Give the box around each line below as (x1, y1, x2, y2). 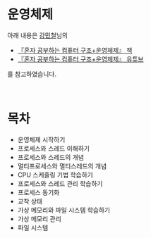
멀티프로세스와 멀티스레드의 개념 (17, 161, 107, 170)
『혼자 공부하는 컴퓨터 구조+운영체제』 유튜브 (17, 54, 144, 63)
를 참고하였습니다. (7, 70, 57, 78)
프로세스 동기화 (17, 188, 60, 196)
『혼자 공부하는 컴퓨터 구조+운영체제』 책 (17, 46, 133, 54)
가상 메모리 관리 (17, 214, 61, 223)
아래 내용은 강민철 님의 (7, 31, 68, 39)
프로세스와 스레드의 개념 (17, 153, 85, 161)
